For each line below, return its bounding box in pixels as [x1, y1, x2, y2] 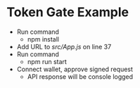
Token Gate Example [6, 4, 129, 20]
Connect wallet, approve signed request [16, 65, 133, 73]
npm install [27, 34, 59, 43]
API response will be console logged [27, 72, 134, 81]
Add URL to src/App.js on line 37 [16, 42, 112, 51]
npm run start [27, 57, 68, 65]
